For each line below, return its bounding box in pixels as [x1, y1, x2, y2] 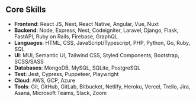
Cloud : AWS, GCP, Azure [14, 77, 75, 84]
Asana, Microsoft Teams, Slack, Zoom [14, 89, 107, 96]
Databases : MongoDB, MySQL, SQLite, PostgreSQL [14, 64, 141, 71]
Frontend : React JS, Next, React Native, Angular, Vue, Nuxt [14, 20, 159, 27]
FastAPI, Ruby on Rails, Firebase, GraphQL [14, 32, 118, 40]
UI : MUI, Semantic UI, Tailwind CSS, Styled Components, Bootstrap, [14, 51, 180, 58]
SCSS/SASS [14, 58, 44, 65]
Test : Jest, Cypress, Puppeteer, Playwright [14, 70, 119, 77]
